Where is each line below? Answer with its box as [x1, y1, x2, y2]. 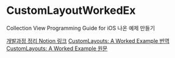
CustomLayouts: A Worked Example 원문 [6, 45, 108, 52]
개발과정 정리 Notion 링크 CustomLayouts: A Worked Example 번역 [6, 37, 170, 44]
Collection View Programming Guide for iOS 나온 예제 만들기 [6, 24, 155, 31]
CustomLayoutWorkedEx [6, 4, 136, 18]
